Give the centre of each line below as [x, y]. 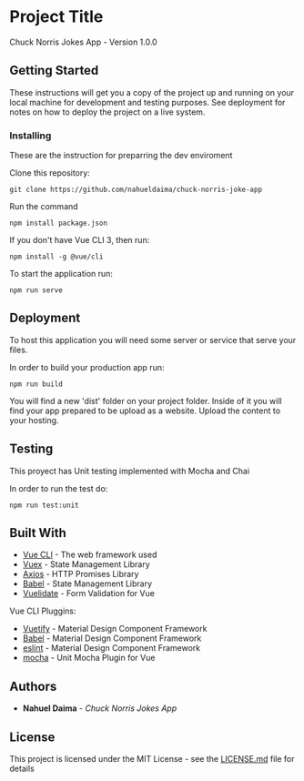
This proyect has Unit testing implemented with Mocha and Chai [130, 471]
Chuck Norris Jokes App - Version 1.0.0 [83, 42]
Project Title [56, 17]
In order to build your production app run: [87, 367]
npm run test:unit [44, 505]
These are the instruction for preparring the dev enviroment [121, 156]
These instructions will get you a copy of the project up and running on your [152, 92]
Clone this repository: [50, 173]
